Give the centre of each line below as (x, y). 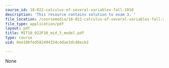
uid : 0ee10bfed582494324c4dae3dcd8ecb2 (47, 42)
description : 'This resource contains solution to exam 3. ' (71, 14)
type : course (19, 38)
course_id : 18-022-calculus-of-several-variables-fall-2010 (70, 10)
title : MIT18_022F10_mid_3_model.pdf (45, 33)
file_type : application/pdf (35, 24)
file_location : (21, 19)
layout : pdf (18, 28)
